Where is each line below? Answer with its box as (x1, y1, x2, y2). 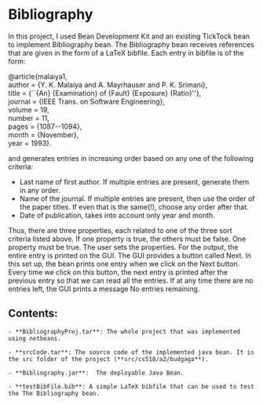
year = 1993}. (8, 138, 52, 148)
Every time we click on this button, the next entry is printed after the (8, 267, 228, 276)
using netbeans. (8, 334, 61, 342)
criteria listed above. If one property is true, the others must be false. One (8, 234, 247, 243)
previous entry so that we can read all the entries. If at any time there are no (8, 275, 254, 285)
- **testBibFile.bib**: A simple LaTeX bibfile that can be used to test (8, 382, 255, 390)
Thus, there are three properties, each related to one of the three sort (8, 225, 232, 235)
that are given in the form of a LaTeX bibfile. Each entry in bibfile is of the (8, 48, 244, 57)
